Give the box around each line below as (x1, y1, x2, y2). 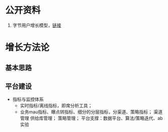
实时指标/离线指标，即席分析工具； (20, 103, 93, 109)
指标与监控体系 (12, 96, 44, 102)
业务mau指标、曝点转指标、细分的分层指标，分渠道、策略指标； (20, 109, 152, 115)
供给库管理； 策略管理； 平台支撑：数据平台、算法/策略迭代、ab (30, 115, 163, 121)
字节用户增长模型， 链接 (12, 22, 61, 28)
